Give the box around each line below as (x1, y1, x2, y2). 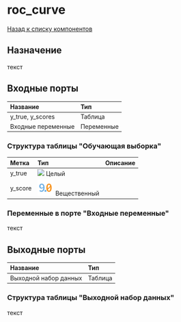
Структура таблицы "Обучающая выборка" (7, 141, 162, 151)
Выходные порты (7, 244, 86, 256)
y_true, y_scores (10, 112, 55, 121)
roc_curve (7, 2, 66, 18)
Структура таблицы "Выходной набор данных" (7, 293, 175, 303)
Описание (105, 158, 136, 166)
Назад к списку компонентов (7, 25, 93, 33)
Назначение (7, 45, 62, 56)
